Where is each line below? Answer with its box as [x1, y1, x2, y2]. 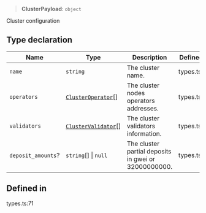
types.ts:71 [6, 199, 34, 207]
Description [132, 53, 167, 61]
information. [126, 129, 162, 137]
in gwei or [126, 155, 155, 163]
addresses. [126, 104, 159, 112]
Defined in [6, 184, 47, 194]
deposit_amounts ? [9, 150, 60, 159]
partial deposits [126, 147, 172, 155]
